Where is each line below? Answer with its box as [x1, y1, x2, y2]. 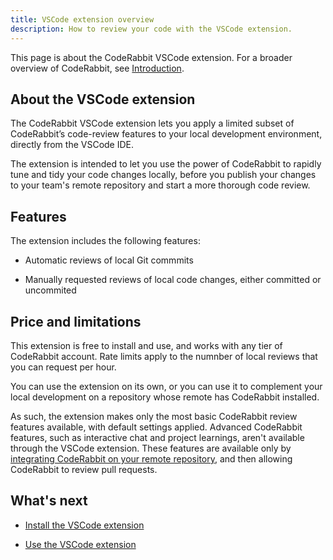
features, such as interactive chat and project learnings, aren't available [10, 431, 305, 443]
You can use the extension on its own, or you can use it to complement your [10, 380, 323, 392]
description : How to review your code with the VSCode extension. [10, 24, 293, 34]
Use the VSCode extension [24, 538, 137, 550]
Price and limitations [10, 313, 142, 330]
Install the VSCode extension [24, 519, 145, 531]
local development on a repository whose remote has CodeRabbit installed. [10, 391, 320, 403]
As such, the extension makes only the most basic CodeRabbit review [10, 410, 298, 422]
